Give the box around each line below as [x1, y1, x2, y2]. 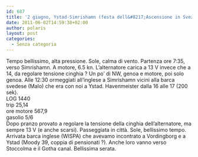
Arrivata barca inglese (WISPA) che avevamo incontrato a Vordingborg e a [6, 132, 186, 139]
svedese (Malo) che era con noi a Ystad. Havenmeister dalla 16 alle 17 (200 [6, 82, 188, 89]
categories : [6, 36, 35, 42]
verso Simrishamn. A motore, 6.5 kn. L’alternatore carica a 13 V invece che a [6, 64, 191, 71]
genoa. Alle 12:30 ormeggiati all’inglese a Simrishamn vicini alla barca [6, 76, 175, 83]
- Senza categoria [11, 42, 57, 48]
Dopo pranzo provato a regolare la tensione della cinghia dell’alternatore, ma [6, 120, 192, 127]
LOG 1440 [6, 95, 31, 102]
